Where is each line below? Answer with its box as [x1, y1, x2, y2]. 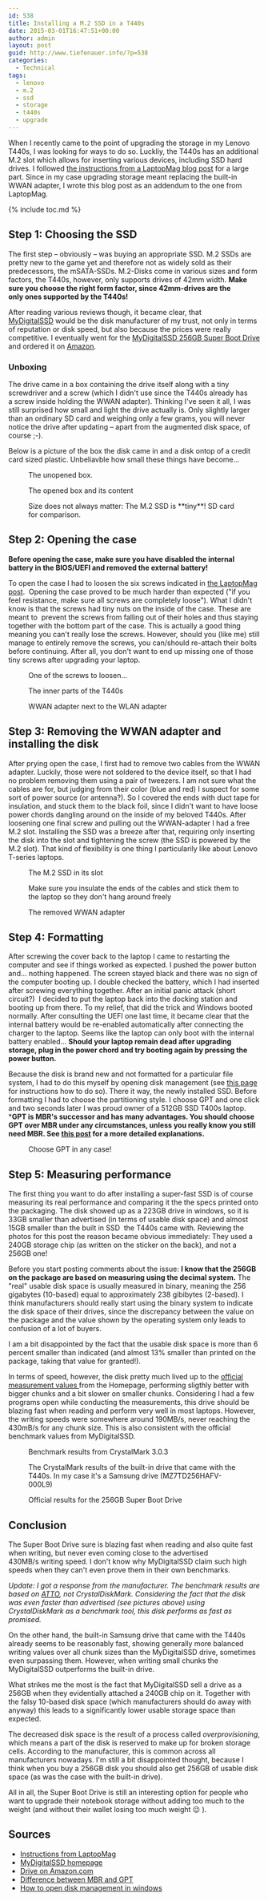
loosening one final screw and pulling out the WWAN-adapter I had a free [8, 818, 250, 828]
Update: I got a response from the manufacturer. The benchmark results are [8, 1580, 260, 1591]
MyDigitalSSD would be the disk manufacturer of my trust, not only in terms [8, 316, 258, 325]
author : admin [8, 34, 56, 42]
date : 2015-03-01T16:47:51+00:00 [8, 26, 120, 34]
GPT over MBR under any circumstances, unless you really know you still [8, 1120, 256, 1130]
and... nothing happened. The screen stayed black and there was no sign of [8, 969, 258, 979]
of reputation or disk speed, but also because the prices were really [8, 324, 232, 333]
